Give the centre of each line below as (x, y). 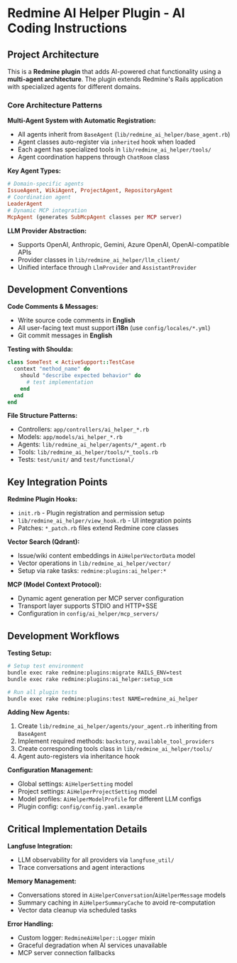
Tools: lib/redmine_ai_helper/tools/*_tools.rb (88, 452)
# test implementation (60, 382)
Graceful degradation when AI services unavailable (92, 945)
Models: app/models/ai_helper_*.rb (70, 437)
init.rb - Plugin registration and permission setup (91, 513)
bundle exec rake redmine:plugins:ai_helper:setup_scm (90, 679)
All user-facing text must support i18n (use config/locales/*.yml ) (114, 328)
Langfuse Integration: (40, 846)
